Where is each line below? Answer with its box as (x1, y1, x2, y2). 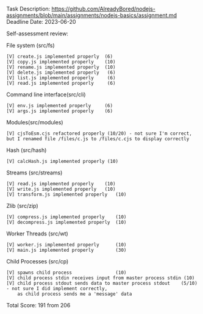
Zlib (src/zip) (6, 202, 38, 209)
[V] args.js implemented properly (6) (6, 108, 113, 114)
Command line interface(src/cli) (6, 91, 87, 98)
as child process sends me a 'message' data (17, 291, 132, 297)
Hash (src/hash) (6, 146, 47, 154)
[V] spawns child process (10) (6, 269, 127, 276)
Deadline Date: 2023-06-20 (6, 18, 76, 25)
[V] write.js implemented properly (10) (6, 186, 116, 192)
